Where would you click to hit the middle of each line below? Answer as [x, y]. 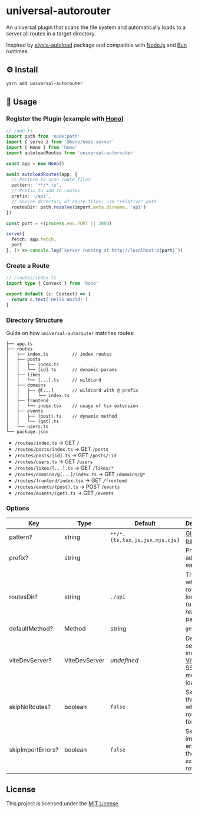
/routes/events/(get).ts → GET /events [64, 493]
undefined [124, 661]
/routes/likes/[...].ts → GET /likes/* [64, 467]
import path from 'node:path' [43, 136]
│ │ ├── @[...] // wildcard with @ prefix [72, 390]
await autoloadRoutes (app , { [42, 174]
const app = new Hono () [35, 164]
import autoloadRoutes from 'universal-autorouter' [71, 153]
